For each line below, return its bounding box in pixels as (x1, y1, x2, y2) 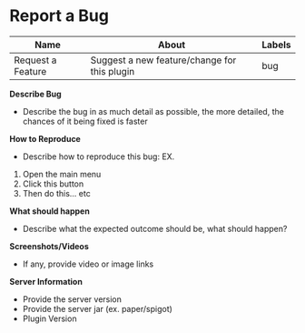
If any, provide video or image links (22, 258, 154, 269)
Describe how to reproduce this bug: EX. (22, 151, 175, 162)
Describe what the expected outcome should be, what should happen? (22, 223, 288, 234)
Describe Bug (9, 88, 62, 99)
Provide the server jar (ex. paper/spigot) (22, 303, 172, 314)
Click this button (22, 178, 84, 189)
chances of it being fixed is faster (22, 116, 148, 126)
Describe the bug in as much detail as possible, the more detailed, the (22, 106, 284, 116)
